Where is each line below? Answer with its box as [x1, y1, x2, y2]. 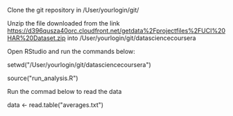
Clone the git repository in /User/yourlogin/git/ [7, 6, 139, 14]
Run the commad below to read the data [7, 88, 122, 95]
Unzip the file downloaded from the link [7, 19, 120, 27]
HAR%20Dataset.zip [7, 34, 66, 42]
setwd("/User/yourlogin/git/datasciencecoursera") [7, 61, 151, 68]
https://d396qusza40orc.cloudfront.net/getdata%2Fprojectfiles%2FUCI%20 [7, 27, 226, 35]
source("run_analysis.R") [7, 74, 78, 82]
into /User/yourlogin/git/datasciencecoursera [67, 34, 196, 42]
